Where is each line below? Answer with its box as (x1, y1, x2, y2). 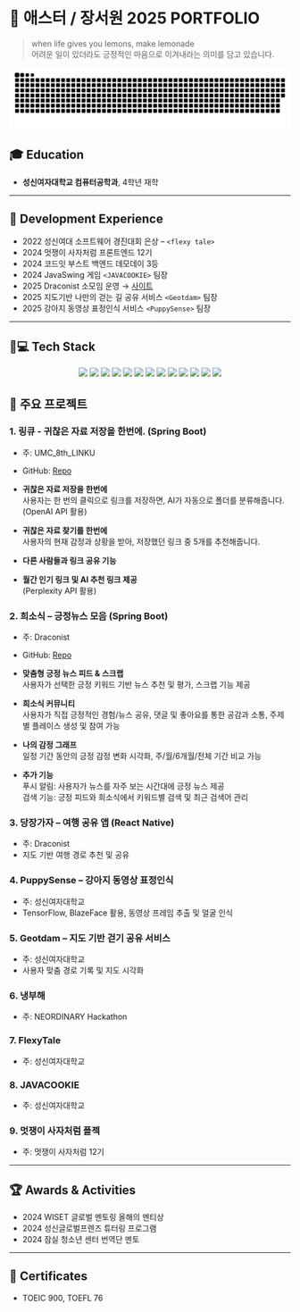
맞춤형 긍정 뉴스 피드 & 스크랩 (21, 668, 124, 679)
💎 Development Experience (9, 211, 163, 226)
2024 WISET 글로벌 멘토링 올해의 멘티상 (21, 1212, 164, 1222)
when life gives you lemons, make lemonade (30, 38, 195, 49)
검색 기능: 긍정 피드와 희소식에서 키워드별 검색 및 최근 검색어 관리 (21, 792, 248, 803)
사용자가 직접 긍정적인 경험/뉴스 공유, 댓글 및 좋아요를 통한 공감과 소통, (21, 709, 268, 720)
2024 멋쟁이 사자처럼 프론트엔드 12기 (21, 247, 153, 258)
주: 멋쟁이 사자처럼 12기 (21, 1147, 104, 1157)
